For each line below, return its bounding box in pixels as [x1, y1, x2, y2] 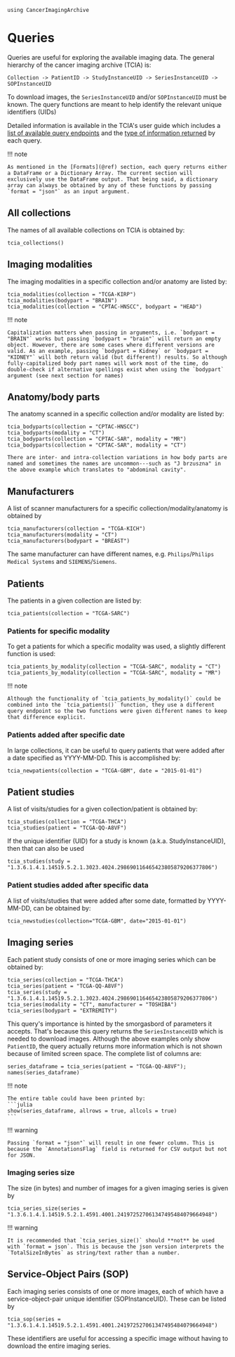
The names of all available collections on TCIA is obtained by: [7, 226, 185, 234]
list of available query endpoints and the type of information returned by [7, 129, 216, 137]
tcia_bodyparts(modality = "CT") [7, 430, 105, 437]
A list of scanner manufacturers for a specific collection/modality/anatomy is [7, 504, 228, 513]
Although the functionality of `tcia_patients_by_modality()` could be [7, 695, 221, 702]
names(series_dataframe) [7, 1069, 80, 1076]
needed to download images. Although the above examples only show [7, 1034, 210, 1043]
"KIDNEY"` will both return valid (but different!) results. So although [7, 354, 228, 361]
